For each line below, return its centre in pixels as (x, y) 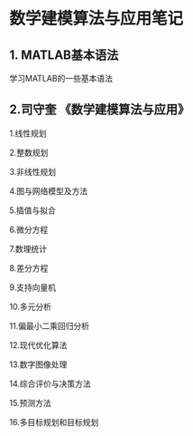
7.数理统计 (28, 248)
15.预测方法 (30, 402)
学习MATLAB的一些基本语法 (61, 78)
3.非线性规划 (33, 171)
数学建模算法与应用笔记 (96, 19)
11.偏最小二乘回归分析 (50, 325)
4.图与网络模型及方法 (49, 190)
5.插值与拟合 (32, 210)
